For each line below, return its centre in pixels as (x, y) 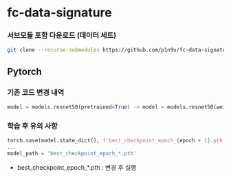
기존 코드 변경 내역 (36, 92)
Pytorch (25, 71)
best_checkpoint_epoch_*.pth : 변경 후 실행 (77, 167)
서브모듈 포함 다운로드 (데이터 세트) (62, 36)
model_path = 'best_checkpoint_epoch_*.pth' (72, 153)
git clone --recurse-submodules (53, 50)
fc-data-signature (59, 13)
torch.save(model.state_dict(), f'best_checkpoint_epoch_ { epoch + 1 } (109, 141)
